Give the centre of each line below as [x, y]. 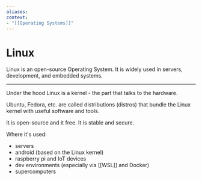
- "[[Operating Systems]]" [40, 23]
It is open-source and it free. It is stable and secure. [70, 123]
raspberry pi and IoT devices [50, 159]
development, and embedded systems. [55, 76]
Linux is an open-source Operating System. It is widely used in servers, [95, 69]
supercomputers [35, 171]
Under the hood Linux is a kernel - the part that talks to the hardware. [92, 93]
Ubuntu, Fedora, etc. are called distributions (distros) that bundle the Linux [99, 105]
